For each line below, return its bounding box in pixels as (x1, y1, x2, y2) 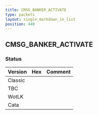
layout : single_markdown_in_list (5, 17, 76, 22)
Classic (8, 77, 25, 84)
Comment (46, 68, 71, 75)
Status (5, 55, 22, 62)
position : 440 (5, 21, 35, 27)
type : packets (5, 12, 35, 17)
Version (8, 68, 27, 75)
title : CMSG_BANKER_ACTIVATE (5, 7, 67, 13)
